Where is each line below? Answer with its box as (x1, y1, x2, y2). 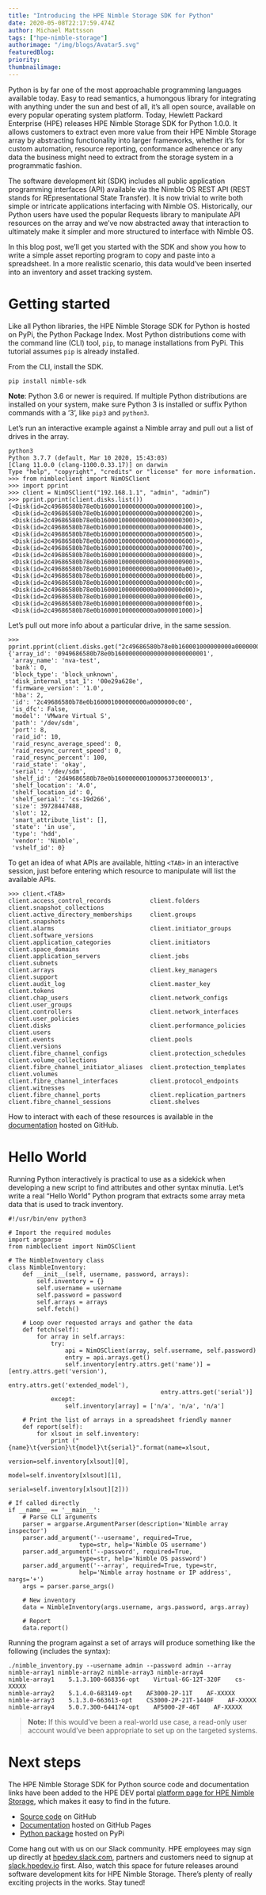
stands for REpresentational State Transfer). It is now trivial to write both (8, 193, 244, 202)
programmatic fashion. (8, 160, 82, 170)
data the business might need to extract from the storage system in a (8, 152, 234, 162)
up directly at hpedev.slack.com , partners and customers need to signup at (8, 1852, 253, 1862)
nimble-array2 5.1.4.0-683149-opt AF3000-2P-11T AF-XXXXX (8, 1689, 236, 1697)
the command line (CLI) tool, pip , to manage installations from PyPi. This (8, 338, 244, 347)
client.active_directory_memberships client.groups (8, 911, 196, 919)
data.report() (22, 1624, 69, 1632)
